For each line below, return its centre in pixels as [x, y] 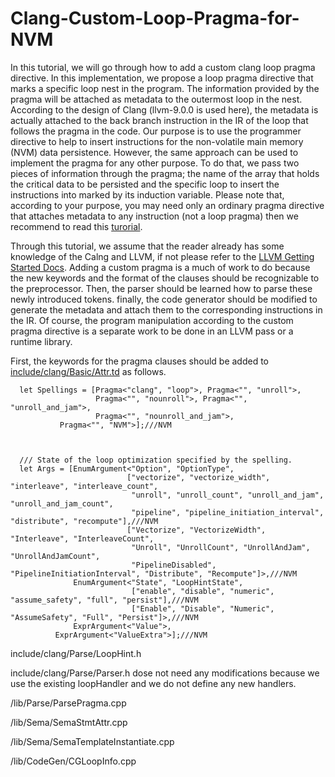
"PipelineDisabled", [174, 565]
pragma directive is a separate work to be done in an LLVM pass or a [152, 331]
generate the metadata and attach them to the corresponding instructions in [166, 309]
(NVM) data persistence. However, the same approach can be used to [154, 152]
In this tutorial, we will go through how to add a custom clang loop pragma [163, 67]
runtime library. [41, 341]
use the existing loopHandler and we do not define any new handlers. [153, 683]
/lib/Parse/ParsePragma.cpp [68, 703]
